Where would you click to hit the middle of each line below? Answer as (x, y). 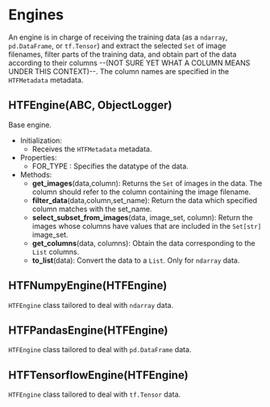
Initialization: (41, 140)
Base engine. (30, 125)
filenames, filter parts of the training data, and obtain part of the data (123, 54)
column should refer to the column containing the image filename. (141, 192)
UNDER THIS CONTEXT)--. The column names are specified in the (119, 71)
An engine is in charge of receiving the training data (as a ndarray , (118, 37)
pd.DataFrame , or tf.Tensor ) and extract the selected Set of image (117, 45)
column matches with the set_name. (92, 209)
